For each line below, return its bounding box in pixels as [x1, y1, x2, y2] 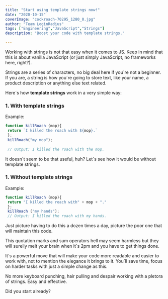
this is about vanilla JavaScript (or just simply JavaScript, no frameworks [5, 54, 156, 60]
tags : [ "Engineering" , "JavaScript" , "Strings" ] [5, 26, 105, 31]
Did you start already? [5, 288, 51, 294]
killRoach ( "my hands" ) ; [7, 209, 59, 214]
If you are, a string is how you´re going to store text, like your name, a [5, 75, 149, 80]
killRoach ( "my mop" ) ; [7, 137, 53, 142]
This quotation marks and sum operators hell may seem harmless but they [5, 238, 159, 244]
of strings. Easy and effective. [5, 278, 67, 284]
